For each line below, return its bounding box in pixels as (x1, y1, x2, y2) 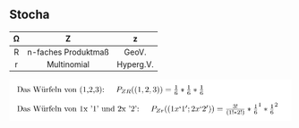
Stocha (9, 7, 50, 22)
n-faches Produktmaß (26, 47, 109, 57)
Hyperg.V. (115, 58, 154, 70)
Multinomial (46, 58, 90, 70)
